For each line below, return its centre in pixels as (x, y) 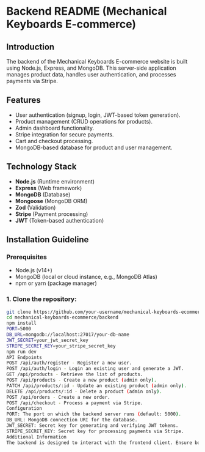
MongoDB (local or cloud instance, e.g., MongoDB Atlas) (86, 277)
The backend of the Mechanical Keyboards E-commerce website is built (97, 61)
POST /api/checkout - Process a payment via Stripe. (75, 403)
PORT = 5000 (19, 329)
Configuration (24, 409)
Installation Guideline (48, 240)
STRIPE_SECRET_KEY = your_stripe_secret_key (61, 346)
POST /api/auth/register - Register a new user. (69, 363)
